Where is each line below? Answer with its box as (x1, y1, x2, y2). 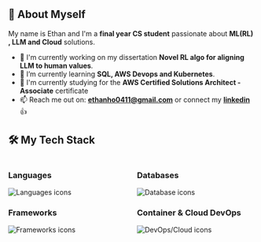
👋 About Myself (8, 8, 86, 21)
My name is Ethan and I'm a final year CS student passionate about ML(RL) (8, 28, 254, 38)
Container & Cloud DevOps (137, 207, 241, 218)
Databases (137, 169, 179, 181)
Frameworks (8, 207, 57, 218)
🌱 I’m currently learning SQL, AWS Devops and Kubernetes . (19, 69, 215, 79)
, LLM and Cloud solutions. (8, 37, 96, 47)
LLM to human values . (19, 61, 94, 70)
